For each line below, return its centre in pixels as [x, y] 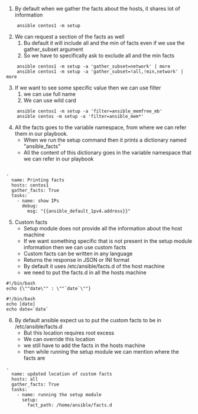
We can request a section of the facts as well [69, 37]
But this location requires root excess [69, 333]
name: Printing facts [38, 180]
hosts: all [25, 379]
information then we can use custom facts [75, 247]
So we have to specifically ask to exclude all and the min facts [99, 55]
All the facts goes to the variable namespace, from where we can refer [100, 127]
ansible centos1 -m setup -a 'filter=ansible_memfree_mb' [90, 111]
